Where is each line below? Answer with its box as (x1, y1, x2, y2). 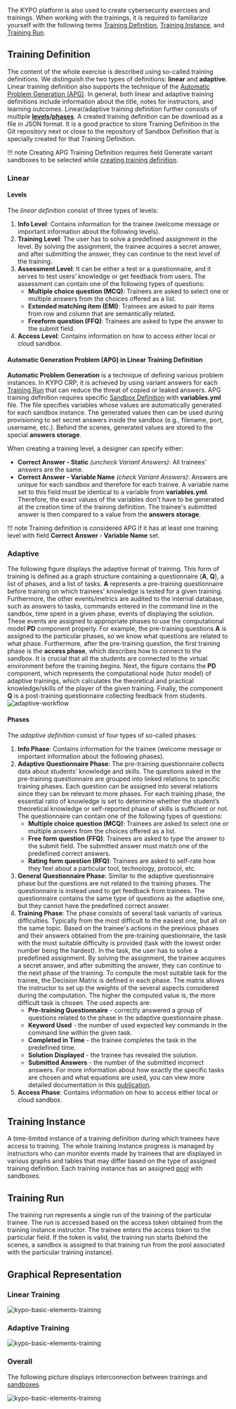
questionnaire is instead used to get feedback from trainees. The (17, 886, 205, 895)
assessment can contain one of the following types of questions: (17, 279, 205, 287)
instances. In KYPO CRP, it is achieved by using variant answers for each (7, 379, 218, 387)
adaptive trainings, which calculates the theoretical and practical (7, 677, 195, 685)
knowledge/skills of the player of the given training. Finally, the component (7, 684, 223, 693)
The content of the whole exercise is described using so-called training (7, 67, 214, 76)
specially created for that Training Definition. (7, 134, 136, 143)
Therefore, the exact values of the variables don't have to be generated (17, 495, 225, 504)
